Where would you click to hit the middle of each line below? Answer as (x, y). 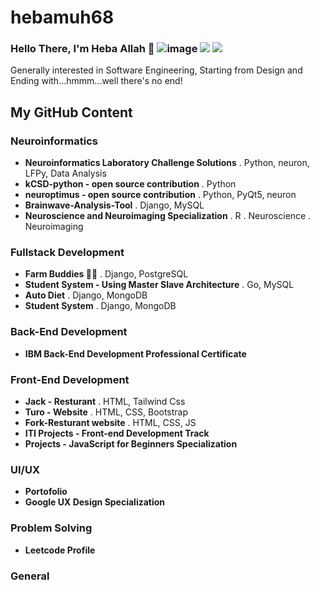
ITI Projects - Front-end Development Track (117, 433)
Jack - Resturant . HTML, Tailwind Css (105, 402)
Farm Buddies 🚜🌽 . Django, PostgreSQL (106, 274)
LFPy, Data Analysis (65, 173)
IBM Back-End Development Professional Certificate (135, 353)
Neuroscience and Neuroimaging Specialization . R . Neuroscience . (168, 216)
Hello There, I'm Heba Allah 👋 (82, 49)
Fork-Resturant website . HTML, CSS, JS (110, 423)
